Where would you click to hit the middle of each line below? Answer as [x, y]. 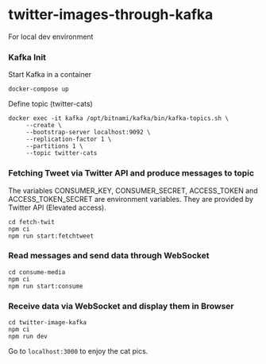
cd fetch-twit [32, 222]
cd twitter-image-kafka [48, 323]
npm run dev [28, 337]
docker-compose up [39, 89]
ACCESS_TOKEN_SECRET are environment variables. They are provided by [131, 199]
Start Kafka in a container [50, 75]
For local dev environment [51, 37]
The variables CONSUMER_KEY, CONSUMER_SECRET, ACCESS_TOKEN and [133, 190]
